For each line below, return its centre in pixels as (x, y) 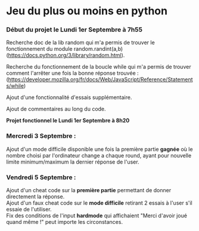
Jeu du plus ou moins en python (87, 11)
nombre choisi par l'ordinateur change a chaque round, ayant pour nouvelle (99, 155)
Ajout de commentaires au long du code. (56, 109)
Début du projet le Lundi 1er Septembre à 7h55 (74, 30)
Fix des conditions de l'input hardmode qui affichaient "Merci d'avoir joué (97, 215)
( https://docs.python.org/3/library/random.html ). (66, 56)
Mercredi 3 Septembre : (41, 136)
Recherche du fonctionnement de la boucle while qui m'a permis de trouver (99, 67)
